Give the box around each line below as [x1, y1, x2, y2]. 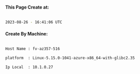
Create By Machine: [5, 30, 48, 36]
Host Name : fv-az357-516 [5, 46, 60, 52]
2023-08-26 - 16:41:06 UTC [5, 20, 62, 25]
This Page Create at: [5, 4, 49, 10]
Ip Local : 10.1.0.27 [5, 65, 53, 70]
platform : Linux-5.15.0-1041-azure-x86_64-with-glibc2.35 [5, 56, 135, 61]
